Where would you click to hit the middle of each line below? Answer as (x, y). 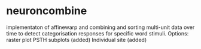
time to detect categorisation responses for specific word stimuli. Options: (98, 33)
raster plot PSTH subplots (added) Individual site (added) (77, 40)
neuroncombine (47, 11)
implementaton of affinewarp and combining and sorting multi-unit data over (100, 27)
